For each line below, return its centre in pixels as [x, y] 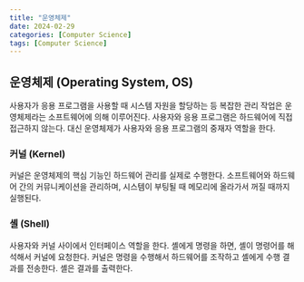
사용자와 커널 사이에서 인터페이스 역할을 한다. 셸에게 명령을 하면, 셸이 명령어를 [147, 245]
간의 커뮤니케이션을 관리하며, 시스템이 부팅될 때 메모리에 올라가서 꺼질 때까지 [154, 187]
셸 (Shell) [29, 224]
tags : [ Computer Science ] [58, 43]
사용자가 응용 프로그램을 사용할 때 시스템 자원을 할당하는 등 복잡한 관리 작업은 [146, 106]
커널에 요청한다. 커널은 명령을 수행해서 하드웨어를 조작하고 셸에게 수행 [157, 257]
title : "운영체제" [40, 18]
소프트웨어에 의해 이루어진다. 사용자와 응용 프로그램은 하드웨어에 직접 [171, 117]
